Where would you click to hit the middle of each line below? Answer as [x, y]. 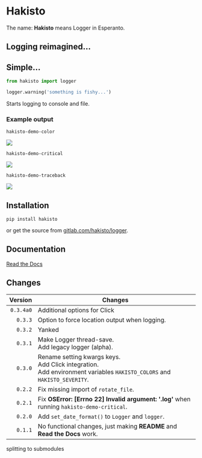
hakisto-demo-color [31, 132]
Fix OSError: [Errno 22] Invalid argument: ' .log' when [115, 399]
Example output [30, 119]
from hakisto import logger [41, 81]
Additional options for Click [76, 310]
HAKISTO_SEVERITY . [63, 380]
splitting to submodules [35, 448]
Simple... [23, 67]
